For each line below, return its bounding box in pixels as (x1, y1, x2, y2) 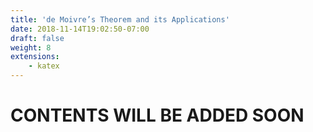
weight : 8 (10, 42, 52, 53)
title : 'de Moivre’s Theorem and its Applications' (10, 14, 230, 25)
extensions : (10, 52, 60, 62)
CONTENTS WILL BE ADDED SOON (10, 104, 305, 127)
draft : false (10, 33, 65, 43)
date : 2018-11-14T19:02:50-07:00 (10, 24, 150, 34)
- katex (28, 61, 60, 71)
